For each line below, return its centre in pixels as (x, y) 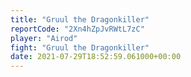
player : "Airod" (44, 38)
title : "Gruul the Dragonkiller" (80, 19)
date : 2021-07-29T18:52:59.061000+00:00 (96, 57)
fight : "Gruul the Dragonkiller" (80, 47)
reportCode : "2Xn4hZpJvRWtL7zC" (77, 29)
